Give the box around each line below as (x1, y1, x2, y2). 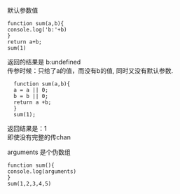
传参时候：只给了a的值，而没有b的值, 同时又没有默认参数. (7, 67, 174, 75)
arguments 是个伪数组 (7, 148, 71, 156)
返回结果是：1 (7, 125, 47, 132)
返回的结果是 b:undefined (7, 58, 81, 66)
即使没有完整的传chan (7, 133, 71, 141)
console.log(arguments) (7, 168, 77, 175)
